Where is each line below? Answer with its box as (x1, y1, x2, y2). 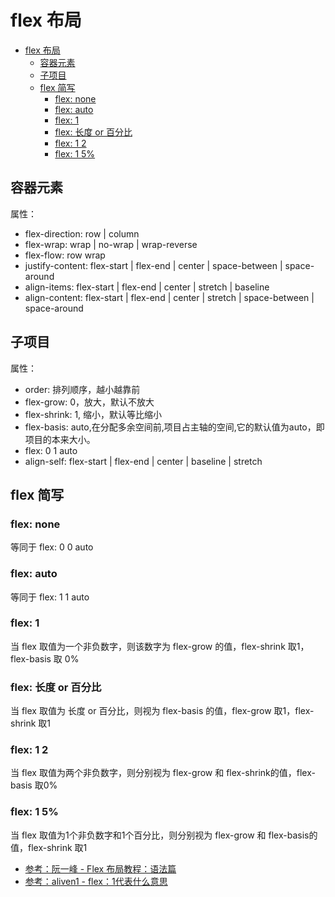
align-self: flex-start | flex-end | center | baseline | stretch (24, 455, 263, 467)
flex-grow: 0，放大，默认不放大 (24, 396, 155, 408)
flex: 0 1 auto (24, 444, 78, 456)
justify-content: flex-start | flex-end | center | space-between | (24, 259, 283, 271)
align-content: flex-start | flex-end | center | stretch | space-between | (24, 291, 315, 303)
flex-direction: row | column (24, 227, 140, 240)
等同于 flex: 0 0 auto (10, 541, 94, 553)
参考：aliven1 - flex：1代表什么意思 (24, 875, 168, 887)
